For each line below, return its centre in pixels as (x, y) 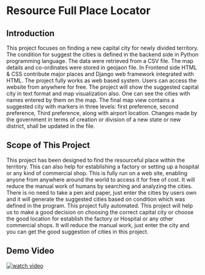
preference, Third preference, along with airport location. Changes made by (102, 113)
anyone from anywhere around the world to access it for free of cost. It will (101, 179)
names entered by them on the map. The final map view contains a (90, 100)
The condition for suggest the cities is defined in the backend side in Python (102, 55)
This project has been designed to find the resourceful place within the (96, 160)
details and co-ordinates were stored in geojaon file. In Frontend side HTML (102, 67)
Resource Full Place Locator (79, 11)
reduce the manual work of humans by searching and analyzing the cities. (99, 186)
